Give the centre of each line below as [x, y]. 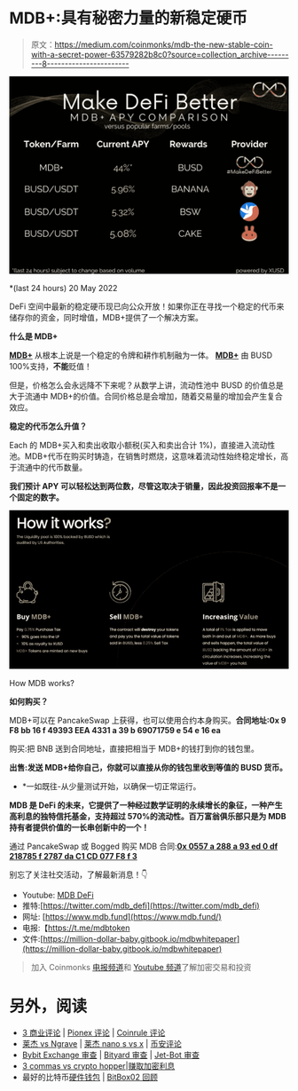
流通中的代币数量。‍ [51, 467]
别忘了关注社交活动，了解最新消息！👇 [78, 874]
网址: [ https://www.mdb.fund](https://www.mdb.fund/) [122, 916]
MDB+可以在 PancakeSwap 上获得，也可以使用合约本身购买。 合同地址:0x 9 [148, 720]
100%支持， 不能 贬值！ [51, 366]
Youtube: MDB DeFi [58, 895]
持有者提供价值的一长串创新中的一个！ [79, 827]
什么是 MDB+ [34, 336]
